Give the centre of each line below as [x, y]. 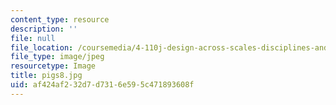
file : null [33, 38]
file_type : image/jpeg [57, 57]
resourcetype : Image [53, 66]
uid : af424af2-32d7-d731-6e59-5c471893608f [102, 85]
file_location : [42, 47]
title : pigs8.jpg [46, 76]
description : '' [44, 29]
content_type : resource [60, 19]
